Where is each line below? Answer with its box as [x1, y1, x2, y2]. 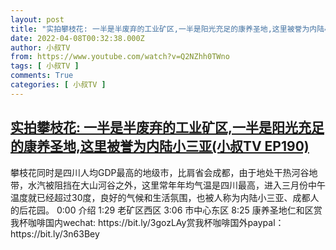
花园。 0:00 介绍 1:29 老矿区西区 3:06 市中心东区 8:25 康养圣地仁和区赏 [27, 204, 323, 216]
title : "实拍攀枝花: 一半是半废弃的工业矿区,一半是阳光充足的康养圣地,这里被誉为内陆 [10, 24, 325, 34]
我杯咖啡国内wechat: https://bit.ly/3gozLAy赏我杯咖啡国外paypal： [10, 216, 285, 228]
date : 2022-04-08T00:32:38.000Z [10, 33, 145, 43]
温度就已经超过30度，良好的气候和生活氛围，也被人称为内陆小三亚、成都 [10, 191, 311, 203]
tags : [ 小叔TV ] [10, 61, 80, 71]
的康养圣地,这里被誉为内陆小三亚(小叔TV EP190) [10, 138, 310, 155]
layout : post [10, 14, 65, 25]
